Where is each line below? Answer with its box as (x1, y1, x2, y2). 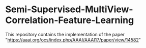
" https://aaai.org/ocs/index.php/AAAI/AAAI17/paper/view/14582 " (5, 37, 141, 43)
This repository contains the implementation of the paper (5, 31, 125, 37)
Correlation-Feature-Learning (5, 14, 134, 26)
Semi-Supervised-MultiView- (5, 4, 133, 15)
